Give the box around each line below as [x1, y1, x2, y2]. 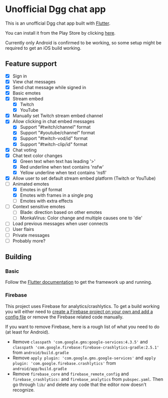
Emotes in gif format [20, 187, 62, 192]
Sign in [12, 73, 27, 79]
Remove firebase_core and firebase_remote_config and [12, 371, 129, 377]
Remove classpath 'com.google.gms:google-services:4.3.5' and [12, 339, 148, 345]
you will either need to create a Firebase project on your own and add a [5, 308, 153, 314]
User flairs [12, 226, 34, 232]
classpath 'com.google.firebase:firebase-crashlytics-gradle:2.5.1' [12, 345, 159, 350]
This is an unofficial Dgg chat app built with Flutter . [5, 20, 111, 26]
